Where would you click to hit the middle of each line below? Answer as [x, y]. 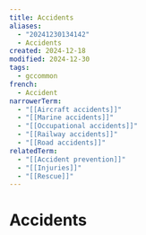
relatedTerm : [34, 151]
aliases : [26, 26]
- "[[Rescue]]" [46, 176]
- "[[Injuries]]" [50, 168]
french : [24, 84]
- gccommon [38, 76]
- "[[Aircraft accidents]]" [70, 109]
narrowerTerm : [36, 101]
